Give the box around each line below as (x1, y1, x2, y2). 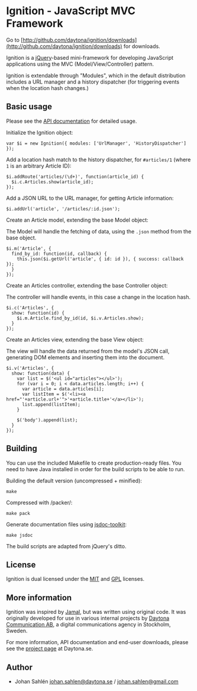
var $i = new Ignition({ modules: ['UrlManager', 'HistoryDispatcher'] (6, 140, 186, 146)
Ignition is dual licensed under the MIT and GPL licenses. (6, 575, 145, 583)
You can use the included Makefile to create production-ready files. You (6, 459, 182, 466)
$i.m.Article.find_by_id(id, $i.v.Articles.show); (17, 315, 144, 321)
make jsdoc (6, 532, 33, 538)
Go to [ (6, 36, 23, 43)
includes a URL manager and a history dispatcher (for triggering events (6, 78, 179, 85)
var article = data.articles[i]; (21, 386, 105, 392)
